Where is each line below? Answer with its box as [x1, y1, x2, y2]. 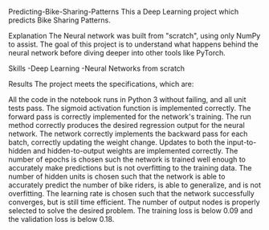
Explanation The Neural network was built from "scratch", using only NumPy [8, 31, 261, 40]
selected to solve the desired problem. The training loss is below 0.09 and [8, 206, 253, 216]
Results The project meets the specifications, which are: [8, 80, 194, 88]
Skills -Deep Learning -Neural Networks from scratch [8, 64, 185, 73]
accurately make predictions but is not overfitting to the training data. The [8, 163, 252, 172]
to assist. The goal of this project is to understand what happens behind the [8, 39, 259, 49]
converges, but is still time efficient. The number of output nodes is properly [8, 197, 260, 207]
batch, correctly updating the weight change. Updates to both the [8, 138, 226, 147]
